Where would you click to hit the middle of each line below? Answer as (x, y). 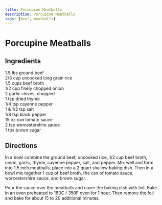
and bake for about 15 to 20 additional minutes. (53, 198)
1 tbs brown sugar (23, 130)
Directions (21, 145)
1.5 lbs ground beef (24, 73)
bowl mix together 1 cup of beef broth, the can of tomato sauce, (69, 173)
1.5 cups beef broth (24, 83)
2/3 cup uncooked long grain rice (39, 78)
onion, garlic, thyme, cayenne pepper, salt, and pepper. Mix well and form (79, 163)
